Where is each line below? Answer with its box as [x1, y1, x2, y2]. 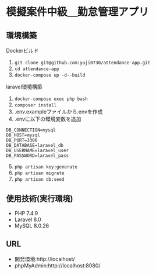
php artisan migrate [14, 170, 65, 176]
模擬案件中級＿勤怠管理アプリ [6, 5, 150, 19]
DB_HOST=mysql [6, 132, 41, 138]
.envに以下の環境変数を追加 [14, 115, 81, 122]
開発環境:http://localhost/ [14, 255, 75, 262]
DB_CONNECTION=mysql [6, 127, 56, 133]
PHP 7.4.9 [14, 209, 38, 216]
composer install [14, 102, 57, 108]
